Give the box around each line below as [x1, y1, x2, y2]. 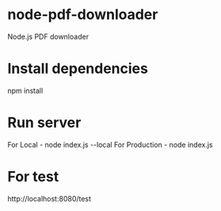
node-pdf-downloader [7, 6, 158, 24]
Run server [7, 113, 82, 132]
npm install [7, 86, 44, 95]
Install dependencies [7, 59, 148, 78]
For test [7, 168, 59, 186]
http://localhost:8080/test [7, 194, 92, 203]
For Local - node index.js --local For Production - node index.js [7, 140, 213, 149]
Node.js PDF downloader [7, 32, 89, 41]
